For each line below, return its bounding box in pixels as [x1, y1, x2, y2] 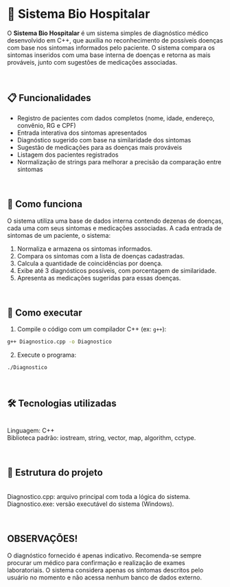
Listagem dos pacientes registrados [16, 151, 119, 159]
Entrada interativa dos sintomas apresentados [16, 129, 148, 137]
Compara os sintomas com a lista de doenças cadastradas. [16, 252, 185, 260]
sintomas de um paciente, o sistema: [7, 231, 111, 239]
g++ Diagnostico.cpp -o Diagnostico [7, 338, 112, 346]
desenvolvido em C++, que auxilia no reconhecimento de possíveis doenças [7, 36, 223, 44]
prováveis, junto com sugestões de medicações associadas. [7, 58, 178, 66]
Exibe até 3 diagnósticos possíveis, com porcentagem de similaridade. [16, 266, 217, 274]
